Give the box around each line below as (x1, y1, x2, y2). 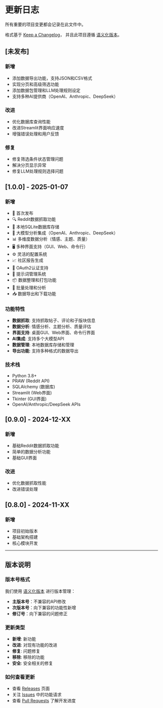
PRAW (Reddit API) (12, 378, 50, 384)
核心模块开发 (12, 540, 38, 546)
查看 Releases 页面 (12, 686, 50, 691)
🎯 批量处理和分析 (12, 284, 46, 290)
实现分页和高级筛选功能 (12, 81, 59, 87)
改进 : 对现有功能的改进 (12, 642, 57, 648)
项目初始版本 (12, 528, 38, 534)
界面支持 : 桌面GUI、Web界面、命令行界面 (12, 330, 96, 336)
